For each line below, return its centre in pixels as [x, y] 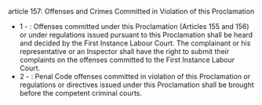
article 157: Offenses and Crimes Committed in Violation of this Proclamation [131, 11]
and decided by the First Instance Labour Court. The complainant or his [135, 43]
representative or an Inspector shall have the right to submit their [124, 51]
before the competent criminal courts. [81, 93]
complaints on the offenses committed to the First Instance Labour [127, 60]
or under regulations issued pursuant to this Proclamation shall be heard [136, 35]
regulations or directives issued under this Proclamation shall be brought [137, 85]
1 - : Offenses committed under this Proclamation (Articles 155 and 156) [134, 26]
